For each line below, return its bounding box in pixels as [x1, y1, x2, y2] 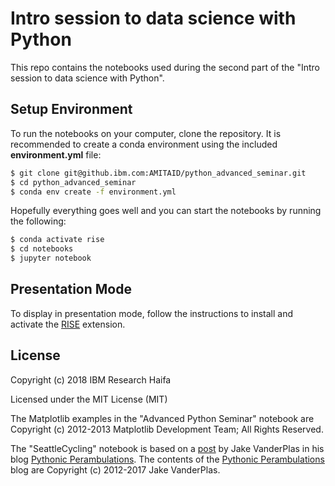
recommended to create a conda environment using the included [10, 138, 278, 150]
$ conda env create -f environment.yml [10, 187, 177, 197]
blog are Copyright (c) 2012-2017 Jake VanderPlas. [10, 463, 221, 476]
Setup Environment [10, 101, 133, 118]
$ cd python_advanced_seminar [10, 177, 137, 187]
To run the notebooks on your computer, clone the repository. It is [10, 127, 282, 139]
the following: [10, 215, 67, 227]
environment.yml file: [10, 148, 102, 161]
